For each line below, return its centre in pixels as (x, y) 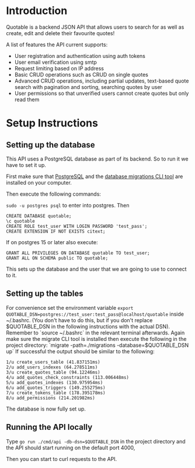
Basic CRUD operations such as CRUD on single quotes (81, 74)
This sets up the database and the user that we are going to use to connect (96, 269)
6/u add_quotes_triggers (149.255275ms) (56, 388)
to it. (11, 275)
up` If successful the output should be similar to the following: (80, 351)
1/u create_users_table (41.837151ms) (53, 362)
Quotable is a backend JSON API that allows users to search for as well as (95, 27)
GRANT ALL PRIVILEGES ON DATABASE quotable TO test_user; (78, 253)
